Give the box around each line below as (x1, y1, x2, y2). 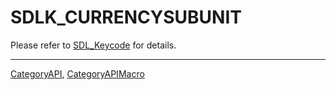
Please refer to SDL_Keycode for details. (10, 39, 177, 51)
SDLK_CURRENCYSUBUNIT (10, 6, 243, 29)
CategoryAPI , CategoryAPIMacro (10, 67, 145, 80)
